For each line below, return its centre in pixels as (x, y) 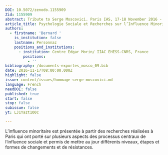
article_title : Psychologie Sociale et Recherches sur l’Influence (77, 24)
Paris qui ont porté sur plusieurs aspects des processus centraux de (75, 136)
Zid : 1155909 (19, 15)
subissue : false (22, 108)
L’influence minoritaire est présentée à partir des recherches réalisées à (79, 131)
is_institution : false (38, 38)
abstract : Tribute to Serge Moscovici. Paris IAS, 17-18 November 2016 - (84, 19)
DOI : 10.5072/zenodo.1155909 (35, 10)
